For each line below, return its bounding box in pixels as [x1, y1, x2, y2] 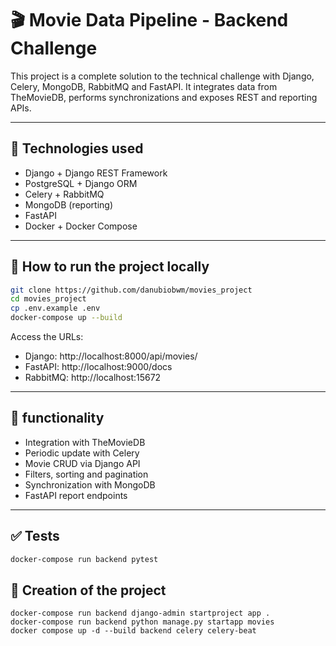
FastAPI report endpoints [24, 489, 128, 501]
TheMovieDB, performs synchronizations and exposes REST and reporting [10, 91, 318, 103]
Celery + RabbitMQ [24, 188, 105, 200]
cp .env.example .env [10, 303, 101, 314]
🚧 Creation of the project [10, 582, 167, 599]
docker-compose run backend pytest [10, 554, 159, 564]
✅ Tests [10, 528, 60, 545]
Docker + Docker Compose [24, 220, 138, 232]
